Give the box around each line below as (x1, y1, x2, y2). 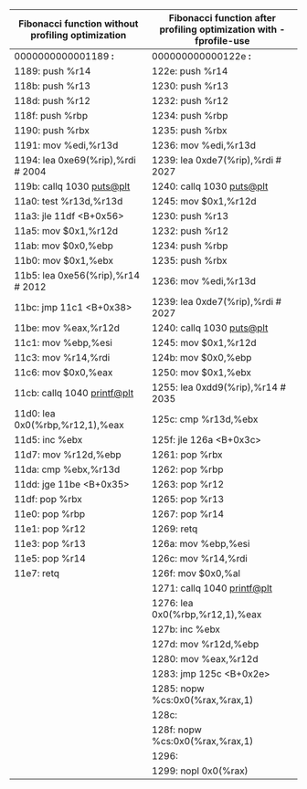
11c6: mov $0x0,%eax (14, 366, 113, 378)
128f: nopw (152, 723, 203, 736)
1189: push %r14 (14, 65, 91, 77)
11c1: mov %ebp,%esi (14, 337, 112, 349)
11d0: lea (14, 407, 56, 419)
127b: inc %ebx (152, 623, 221, 636)
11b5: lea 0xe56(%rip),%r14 (14, 269, 140, 281)
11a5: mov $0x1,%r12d (14, 225, 119, 237)
